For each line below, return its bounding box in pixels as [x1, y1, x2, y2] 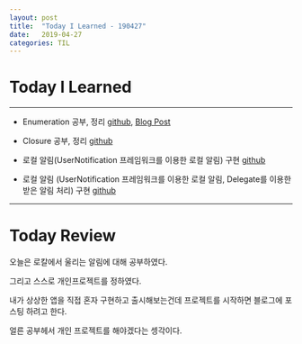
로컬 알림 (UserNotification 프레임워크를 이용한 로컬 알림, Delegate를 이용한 [22, 174, 292, 185]
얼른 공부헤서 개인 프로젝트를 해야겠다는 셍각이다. [9, 325, 182, 336]
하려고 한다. [25, 306, 67, 317]
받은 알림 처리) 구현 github [22, 186, 117, 196]
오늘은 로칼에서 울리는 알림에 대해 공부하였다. [9, 257, 168, 267]
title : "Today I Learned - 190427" [9, 22, 147, 31]
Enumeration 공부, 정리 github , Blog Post [22, 116, 171, 127]
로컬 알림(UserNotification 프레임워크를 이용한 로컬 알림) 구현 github [22, 155, 266, 166]
